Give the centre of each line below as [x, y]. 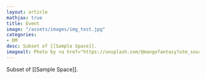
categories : [21, 35]
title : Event [23, 23]
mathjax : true [25, 18]
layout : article [27, 12]
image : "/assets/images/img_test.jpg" [56, 29]
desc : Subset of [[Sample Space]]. [52, 47]
